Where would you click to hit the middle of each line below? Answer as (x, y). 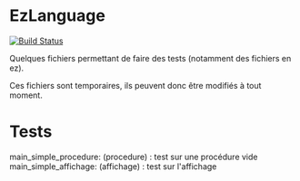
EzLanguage (58, 16)
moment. (26, 95)
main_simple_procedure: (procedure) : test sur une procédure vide (134, 157)
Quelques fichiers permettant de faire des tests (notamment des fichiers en (150, 58)
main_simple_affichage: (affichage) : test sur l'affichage (113, 166)
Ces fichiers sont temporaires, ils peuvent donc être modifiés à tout (135, 85)
